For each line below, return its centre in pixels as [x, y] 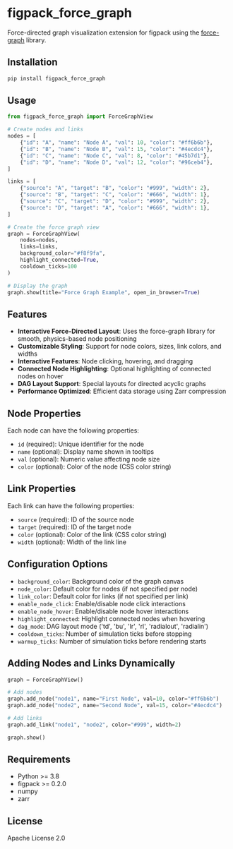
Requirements [39, 760]
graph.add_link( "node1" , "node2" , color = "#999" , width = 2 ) [94, 725]
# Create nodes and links [45, 130]
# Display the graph [38, 286]
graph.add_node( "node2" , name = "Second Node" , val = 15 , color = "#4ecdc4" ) [115, 706]
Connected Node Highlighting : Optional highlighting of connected [114, 369]
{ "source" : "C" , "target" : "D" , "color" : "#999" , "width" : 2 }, [115, 201]
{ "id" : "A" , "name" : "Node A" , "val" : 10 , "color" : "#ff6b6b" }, [116, 143]
